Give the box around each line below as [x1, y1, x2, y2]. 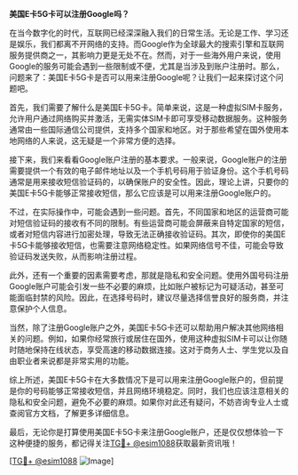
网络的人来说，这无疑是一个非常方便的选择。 [16, 135, 180, 146]
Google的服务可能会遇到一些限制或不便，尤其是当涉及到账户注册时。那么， [9, 61, 285, 71]
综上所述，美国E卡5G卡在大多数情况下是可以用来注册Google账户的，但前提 [9, 374, 284, 385]
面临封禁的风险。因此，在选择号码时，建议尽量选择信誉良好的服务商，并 [16, 293, 281, 302]
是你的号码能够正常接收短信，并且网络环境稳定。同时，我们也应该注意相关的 [9, 386, 289, 396]
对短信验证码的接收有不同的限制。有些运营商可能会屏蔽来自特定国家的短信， [9, 218, 289, 228]
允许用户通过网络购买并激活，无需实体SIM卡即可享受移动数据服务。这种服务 [9, 113, 288, 124]
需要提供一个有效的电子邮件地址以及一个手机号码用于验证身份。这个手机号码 [9, 165, 289, 176]
